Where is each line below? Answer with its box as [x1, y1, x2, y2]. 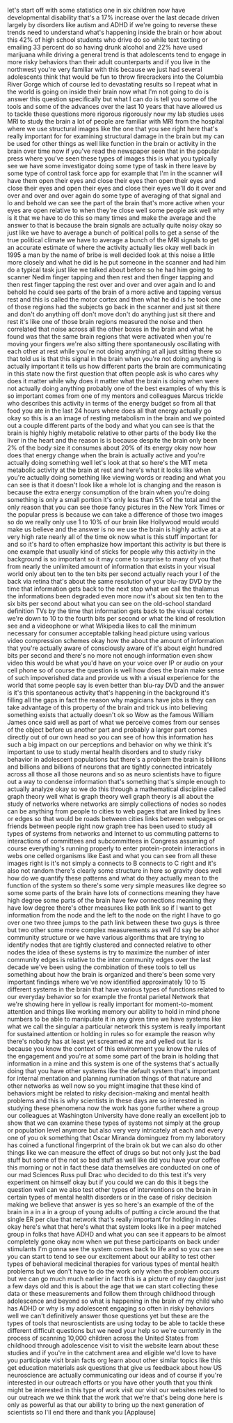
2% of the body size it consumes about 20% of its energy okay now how [7, 443, 216, 452]
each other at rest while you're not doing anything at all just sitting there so [7, 347, 222, 355]
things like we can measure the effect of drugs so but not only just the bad [7, 1149, 221, 1156]
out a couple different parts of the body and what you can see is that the [7, 422, 215, 429]
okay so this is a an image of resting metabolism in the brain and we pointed [7, 414, 225, 422]
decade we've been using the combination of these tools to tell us [7, 963, 196, 971]
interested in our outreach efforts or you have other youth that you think [7, 1378, 214, 1387]
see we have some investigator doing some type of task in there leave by [7, 162, 217, 170]
